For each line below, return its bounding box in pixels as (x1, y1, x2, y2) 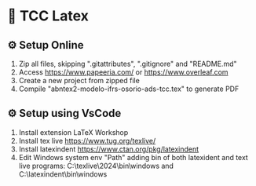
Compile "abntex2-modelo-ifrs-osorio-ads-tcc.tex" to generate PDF (18, 84, 240, 93)
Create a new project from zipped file (18, 76, 141, 85)
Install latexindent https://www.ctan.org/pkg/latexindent (18, 144, 199, 154)
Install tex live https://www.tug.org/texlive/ (18, 136, 156, 145)
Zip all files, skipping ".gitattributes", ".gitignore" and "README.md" (18, 59, 237, 68)
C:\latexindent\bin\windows (18, 169, 108, 179)
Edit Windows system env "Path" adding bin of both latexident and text (18, 152, 248, 162)
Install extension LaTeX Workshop (18, 127, 129, 137)
